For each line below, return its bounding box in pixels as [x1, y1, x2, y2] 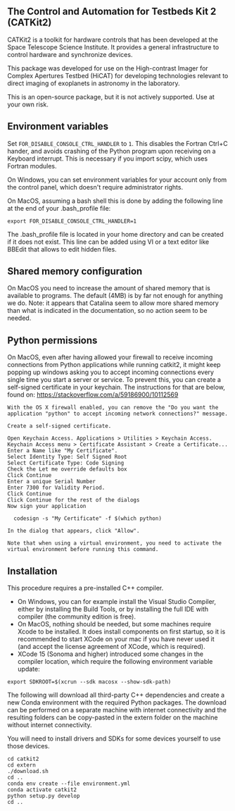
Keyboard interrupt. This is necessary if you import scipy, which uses [7, 154, 208, 163]
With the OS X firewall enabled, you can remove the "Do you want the [7, 404, 219, 411]
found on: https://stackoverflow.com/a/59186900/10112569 [7, 390, 179, 399]
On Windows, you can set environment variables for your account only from [7, 175, 227, 184]
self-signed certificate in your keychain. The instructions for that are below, [7, 383, 225, 392]
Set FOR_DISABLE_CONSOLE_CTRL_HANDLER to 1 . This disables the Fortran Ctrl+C [7, 139, 228, 147]
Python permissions [7, 334, 98, 346]
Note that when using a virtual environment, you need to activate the [7, 540, 222, 547]
